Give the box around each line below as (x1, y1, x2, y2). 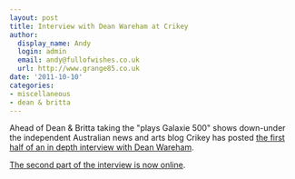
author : (9, 30, 39, 39)
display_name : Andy (17, 38, 92, 48)
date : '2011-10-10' (9, 73, 84, 82)
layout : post (9, 13, 59, 23)
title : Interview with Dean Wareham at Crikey (9, 22, 189, 31)
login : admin (17, 47, 67, 56)
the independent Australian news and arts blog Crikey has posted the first (9, 133, 286, 144)
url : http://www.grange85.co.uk (17, 65, 141, 74)
